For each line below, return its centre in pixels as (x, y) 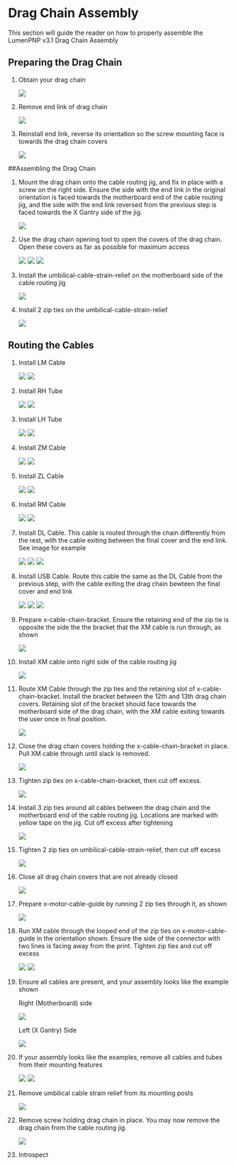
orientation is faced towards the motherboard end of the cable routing (120, 197)
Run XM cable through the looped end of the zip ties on (99, 931)
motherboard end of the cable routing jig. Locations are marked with (118, 815)
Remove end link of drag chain (63, 106)
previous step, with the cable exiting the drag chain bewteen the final (119, 584)
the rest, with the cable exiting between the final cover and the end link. (123, 540)
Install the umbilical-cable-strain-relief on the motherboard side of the (120, 275)
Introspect (33, 1155)
